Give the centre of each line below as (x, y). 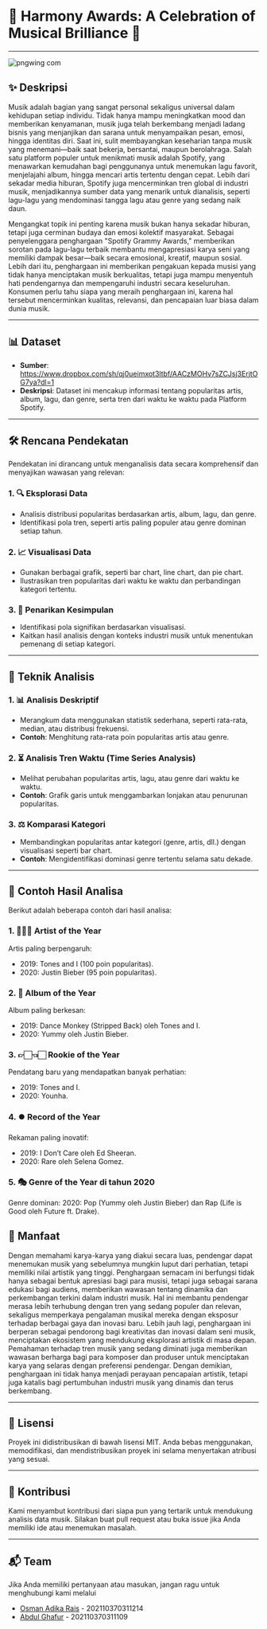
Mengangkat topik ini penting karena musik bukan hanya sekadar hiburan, (129, 224)
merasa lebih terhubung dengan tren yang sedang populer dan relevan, (125, 1306)
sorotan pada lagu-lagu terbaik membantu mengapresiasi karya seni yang (129, 249)
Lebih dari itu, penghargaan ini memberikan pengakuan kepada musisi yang (132, 266)
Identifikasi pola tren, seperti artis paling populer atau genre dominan (133, 522)
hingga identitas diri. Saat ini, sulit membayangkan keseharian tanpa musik (130, 141)
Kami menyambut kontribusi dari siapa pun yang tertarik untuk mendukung (130, 1511)
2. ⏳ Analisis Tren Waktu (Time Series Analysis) (102, 758)
